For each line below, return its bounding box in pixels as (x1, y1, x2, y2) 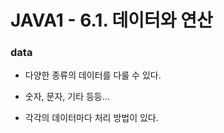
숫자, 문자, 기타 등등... (24, 91, 110, 103)
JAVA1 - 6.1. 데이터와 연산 (10, 9, 213, 32)
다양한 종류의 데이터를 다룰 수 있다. (24, 69, 162, 81)
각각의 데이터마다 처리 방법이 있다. (24, 112, 159, 124)
